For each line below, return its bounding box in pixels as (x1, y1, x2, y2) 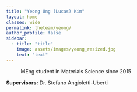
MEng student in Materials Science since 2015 (20, 68, 132, 75)
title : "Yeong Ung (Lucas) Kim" (6, 8, 85, 15)
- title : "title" (11, 41, 54, 47)
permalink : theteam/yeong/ (6, 24, 72, 31)
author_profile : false (6, 30, 61, 36)
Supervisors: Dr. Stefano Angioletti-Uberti (6, 79, 108, 86)
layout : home (6, 14, 38, 20)
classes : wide (6, 19, 41, 25)
